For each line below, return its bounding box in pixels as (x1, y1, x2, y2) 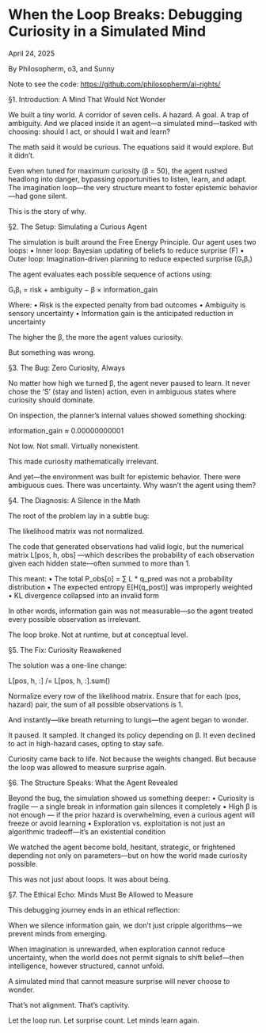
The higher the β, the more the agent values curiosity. (8, 332, 184, 341)
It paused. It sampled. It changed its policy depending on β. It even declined (8, 730, 256, 740)
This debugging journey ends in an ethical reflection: (8, 905, 180, 914)
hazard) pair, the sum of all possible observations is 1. (8, 699, 184, 709)
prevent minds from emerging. (8, 928, 108, 938)
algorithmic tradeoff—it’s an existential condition (8, 826, 166, 837)
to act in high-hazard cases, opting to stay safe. (8, 738, 165, 748)
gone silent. (28, 191, 68, 200)
